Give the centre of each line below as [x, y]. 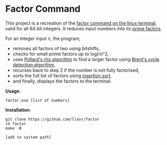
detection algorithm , [34, 65]
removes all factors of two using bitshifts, [56, 48]
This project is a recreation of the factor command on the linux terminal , [81, 23]
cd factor [16, 123]
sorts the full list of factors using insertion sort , [62, 75]
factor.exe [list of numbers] [38, 100]
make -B [14, 128]
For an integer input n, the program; [43, 38]
